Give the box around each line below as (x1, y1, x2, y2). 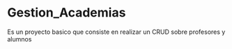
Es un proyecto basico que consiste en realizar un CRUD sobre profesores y (7, 28, 226, 36)
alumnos (7, 35, 32, 43)
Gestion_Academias (7, 5, 126, 21)
